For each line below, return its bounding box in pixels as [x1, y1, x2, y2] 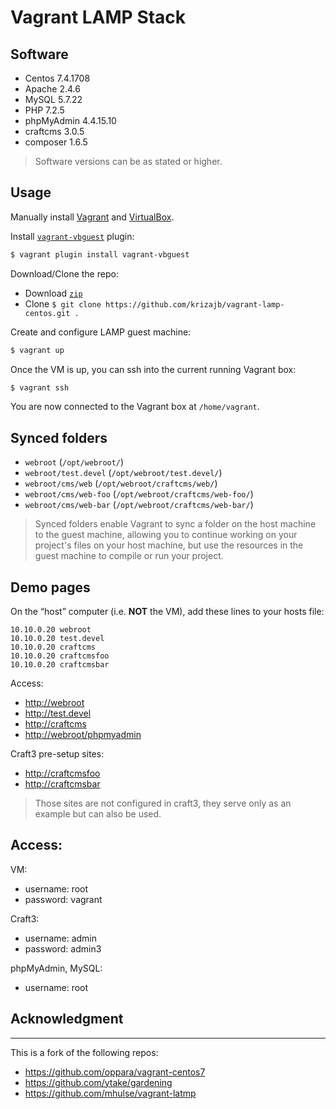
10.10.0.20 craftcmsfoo [10, 651, 110, 661]
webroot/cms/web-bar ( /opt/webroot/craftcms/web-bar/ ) [24, 499, 254, 511]
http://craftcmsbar [24, 778, 101, 790]
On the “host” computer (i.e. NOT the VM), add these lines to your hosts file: [10, 606, 325, 618]
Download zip [24, 287, 83, 299]
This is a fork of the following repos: [10, 1046, 159, 1058]
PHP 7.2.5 [24, 104, 65, 116]
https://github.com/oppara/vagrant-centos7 [24, 1066, 206, 1078]
